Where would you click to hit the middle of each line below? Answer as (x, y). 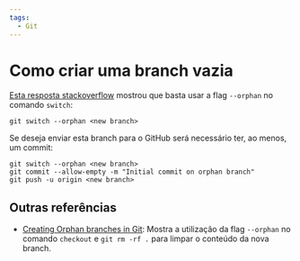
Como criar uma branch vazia (121, 71)
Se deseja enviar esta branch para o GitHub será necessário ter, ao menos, (148, 138)
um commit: (31, 148)
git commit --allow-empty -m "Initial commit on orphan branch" (132, 172)
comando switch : (41, 105)
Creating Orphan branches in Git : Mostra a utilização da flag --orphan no (156, 229)
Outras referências (63, 207)
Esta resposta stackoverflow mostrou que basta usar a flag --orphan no (141, 95)
